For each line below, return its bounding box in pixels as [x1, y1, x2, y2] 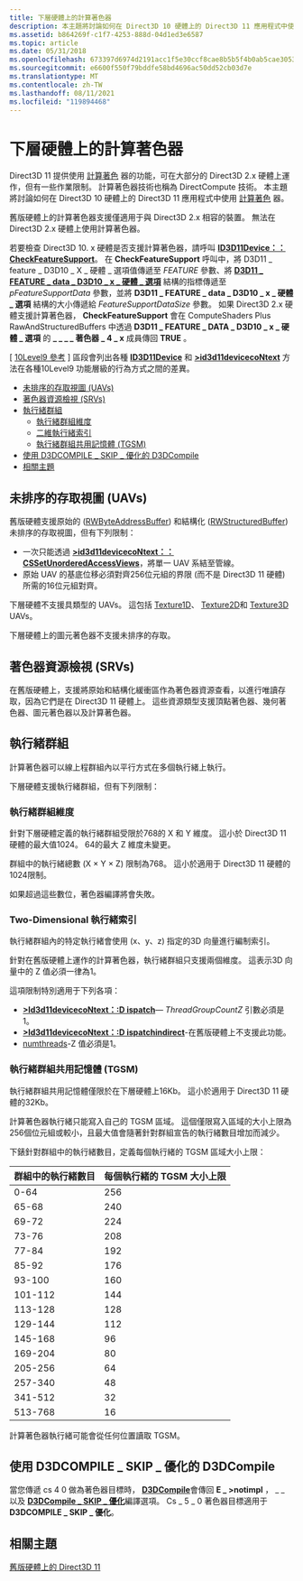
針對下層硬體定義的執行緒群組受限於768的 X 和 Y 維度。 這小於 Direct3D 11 [9, 827, 287, 839]
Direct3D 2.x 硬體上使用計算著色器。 [9, 223, 146, 235]
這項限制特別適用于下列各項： [9, 985, 120, 996]
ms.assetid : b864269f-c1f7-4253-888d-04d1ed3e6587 [9, 30, 204, 39]
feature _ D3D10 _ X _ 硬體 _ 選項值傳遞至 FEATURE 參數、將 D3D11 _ [9, 265, 264, 276]
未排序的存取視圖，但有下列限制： [9, 527, 136, 538]
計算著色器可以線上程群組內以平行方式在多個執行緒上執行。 [9, 762, 231, 772]
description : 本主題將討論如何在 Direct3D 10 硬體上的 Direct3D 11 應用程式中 [9, 22, 289, 31]
